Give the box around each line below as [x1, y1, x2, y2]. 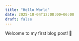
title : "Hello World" [5, 7, 50, 12]
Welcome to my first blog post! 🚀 [5, 30, 72, 36]
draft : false [5, 16, 32, 21]
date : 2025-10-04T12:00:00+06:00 [5, 12, 75, 17]
